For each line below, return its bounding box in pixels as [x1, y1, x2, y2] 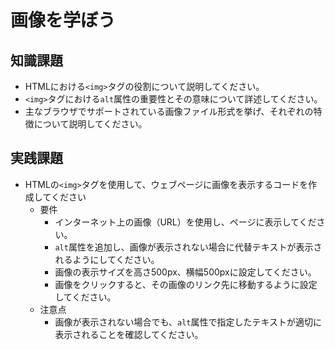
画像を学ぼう [10, 9, 117, 32]
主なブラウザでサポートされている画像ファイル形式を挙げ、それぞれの [24, 106, 314, 117]
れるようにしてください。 [54, 253, 160, 265]
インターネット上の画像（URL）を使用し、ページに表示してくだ [54, 216, 317, 228]
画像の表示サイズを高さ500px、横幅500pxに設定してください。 [54, 266, 317, 278]
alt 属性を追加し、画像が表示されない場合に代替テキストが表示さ [54, 241, 323, 253]
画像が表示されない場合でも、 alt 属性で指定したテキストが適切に [54, 316, 323, 328]
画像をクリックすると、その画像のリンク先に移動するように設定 [54, 278, 318, 290]
